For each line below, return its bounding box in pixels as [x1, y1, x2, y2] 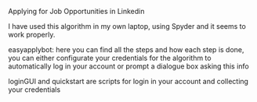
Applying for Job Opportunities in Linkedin [8, 7, 145, 16]
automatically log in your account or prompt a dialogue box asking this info [8, 62, 249, 71]
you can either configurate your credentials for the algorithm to [8, 54, 212, 62]
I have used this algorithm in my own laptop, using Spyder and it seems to [8, 22, 247, 30]
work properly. [8, 30, 56, 39]
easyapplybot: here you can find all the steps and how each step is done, [8, 45, 244, 54]
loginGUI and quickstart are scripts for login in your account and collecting [8, 77, 249, 86]
